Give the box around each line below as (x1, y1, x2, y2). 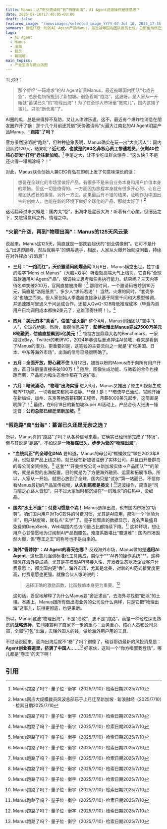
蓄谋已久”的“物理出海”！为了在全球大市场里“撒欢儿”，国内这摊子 (28, 100, 160, 106)
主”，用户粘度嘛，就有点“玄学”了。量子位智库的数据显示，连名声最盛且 (12, 517, 158, 523)
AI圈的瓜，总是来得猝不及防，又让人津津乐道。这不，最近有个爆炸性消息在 (5, 117, 158, 122)
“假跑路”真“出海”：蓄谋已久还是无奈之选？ (5, 421, 108, 428)
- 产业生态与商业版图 (10, 62, 48, 67)
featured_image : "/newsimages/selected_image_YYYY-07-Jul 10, (5, 21, 137, 26)
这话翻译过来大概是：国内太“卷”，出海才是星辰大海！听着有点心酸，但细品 (5, 209, 158, 215)
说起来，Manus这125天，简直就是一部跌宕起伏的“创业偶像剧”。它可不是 (5, 240, 152, 246)
